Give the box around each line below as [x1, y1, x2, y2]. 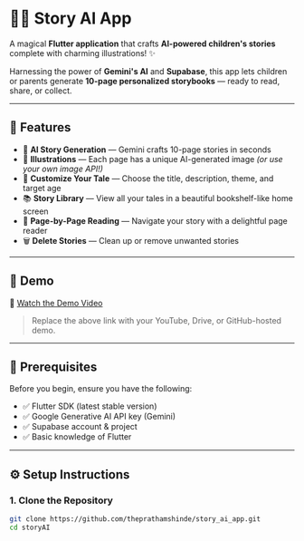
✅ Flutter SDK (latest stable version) [22, 401, 157, 411]
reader [22, 225, 48, 236]
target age [22, 182, 62, 193]
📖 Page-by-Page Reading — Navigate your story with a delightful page [22, 215, 288, 226]
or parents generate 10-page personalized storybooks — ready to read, [9, 75, 280, 86]
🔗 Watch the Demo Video [9, 297, 103, 308]
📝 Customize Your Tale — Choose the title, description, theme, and [22, 172, 274, 184]
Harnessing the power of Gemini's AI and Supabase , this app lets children [9, 65, 288, 76]
